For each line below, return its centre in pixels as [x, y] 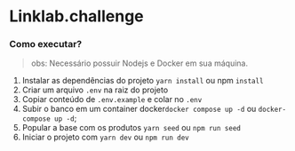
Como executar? [46, 44]
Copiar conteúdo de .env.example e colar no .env [112, 99]
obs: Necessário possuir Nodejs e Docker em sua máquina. [140, 63]
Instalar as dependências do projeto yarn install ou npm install [143, 81]
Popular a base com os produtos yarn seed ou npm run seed [132, 128]
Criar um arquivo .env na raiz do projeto [95, 90]
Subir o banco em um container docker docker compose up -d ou [139, 109]
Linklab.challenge [76, 16]
